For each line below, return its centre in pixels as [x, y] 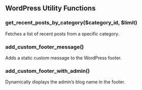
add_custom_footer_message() [45, 47]
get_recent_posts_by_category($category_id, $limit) [71, 23]
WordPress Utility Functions [50, 8]
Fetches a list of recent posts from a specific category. [62, 34]
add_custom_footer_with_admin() [48, 71]
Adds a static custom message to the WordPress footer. [63, 58]
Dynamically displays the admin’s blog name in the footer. [65, 82]
